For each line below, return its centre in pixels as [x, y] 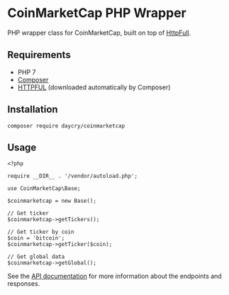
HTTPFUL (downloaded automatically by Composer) [94, 87]
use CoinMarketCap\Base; [44, 189]
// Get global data [36, 257]
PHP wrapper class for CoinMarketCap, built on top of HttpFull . [99, 33]
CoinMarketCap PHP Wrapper [97, 13]
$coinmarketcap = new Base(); [52, 201]
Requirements [39, 55]
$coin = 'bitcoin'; [36, 238]
